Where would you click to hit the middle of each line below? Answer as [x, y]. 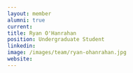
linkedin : [22, 46]
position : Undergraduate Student [56, 40]
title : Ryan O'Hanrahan [42, 33]
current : [20, 26]
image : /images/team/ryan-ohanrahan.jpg [67, 53]
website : [20, 59]
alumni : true [26, 20]
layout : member [29, 14]
